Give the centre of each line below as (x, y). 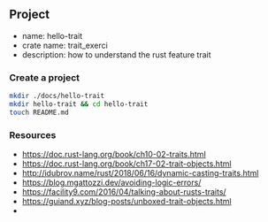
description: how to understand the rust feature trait (116, 54)
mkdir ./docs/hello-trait (57, 96)
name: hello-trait (52, 35)
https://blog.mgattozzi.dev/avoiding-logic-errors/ (111, 183)
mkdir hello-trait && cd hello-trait (79, 104)
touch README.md (39, 112)
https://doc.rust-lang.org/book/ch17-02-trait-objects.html (126, 164)
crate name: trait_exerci (65, 45)
